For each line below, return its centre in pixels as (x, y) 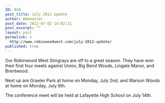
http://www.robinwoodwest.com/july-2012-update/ (61, 42)
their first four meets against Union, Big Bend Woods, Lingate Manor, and (80, 66)
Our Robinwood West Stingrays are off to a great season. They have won (80, 60)
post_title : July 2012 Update (36, 14)
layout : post (19, 33)
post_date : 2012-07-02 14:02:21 (38, 23)
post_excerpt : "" (23, 28)
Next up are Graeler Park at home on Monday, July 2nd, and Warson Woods (82, 80)
